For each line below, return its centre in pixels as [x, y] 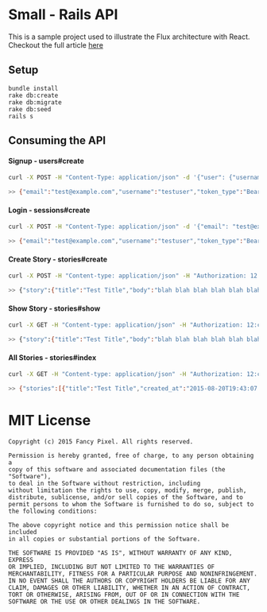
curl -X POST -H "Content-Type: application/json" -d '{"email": [118, 227]
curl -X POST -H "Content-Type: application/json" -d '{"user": [117, 178]
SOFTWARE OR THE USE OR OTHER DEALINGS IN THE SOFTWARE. [104, 602]
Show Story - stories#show [54, 308]
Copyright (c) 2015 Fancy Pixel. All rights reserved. [101, 442]
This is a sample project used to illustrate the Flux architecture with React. [129, 37]
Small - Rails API [63, 15]
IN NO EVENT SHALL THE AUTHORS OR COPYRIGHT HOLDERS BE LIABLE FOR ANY [129, 581]
